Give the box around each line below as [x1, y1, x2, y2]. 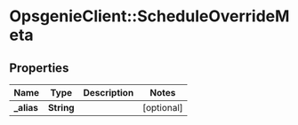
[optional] [141, 102, 184, 113]
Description [83, 87, 134, 98]
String [47, 102, 75, 113]
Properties [9, 60, 69, 75]
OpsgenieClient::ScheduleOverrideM [9, 6, 290, 27]
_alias [13, 102, 38, 113]
